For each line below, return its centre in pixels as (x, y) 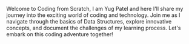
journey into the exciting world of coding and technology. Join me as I (93, 15)
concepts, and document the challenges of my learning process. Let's (94, 28)
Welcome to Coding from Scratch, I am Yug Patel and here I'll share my (95, 9)
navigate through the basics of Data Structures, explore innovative (89, 21)
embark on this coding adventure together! (60, 34)
